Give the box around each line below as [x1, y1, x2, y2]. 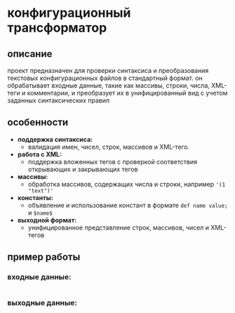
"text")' [27, 187, 54, 194]
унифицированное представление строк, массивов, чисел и [27, 223, 209, 232]
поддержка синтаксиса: [17, 135, 93, 143]
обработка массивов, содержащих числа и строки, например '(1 [27, 180, 226, 188]
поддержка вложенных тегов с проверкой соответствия [27, 157, 198, 166]
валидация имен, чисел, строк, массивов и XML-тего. [27, 142, 190, 151]
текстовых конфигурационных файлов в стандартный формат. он [7, 74, 203, 82]
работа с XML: [17, 149, 62, 159]
